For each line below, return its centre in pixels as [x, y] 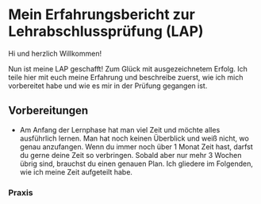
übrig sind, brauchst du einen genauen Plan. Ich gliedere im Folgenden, [136, 164]
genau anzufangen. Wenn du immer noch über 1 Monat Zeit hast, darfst [136, 146]
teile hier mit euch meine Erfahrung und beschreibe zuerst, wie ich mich [126, 77]
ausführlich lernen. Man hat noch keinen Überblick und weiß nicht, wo [134, 138]
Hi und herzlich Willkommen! [55, 53]
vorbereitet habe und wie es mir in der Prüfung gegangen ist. [108, 86]
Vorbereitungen [48, 111]
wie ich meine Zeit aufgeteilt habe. [76, 171]
